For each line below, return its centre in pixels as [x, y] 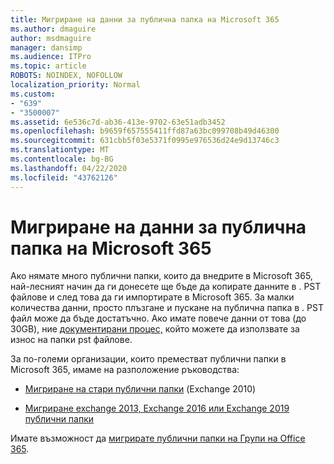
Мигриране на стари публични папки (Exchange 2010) [140, 389]
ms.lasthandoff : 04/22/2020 [69, 168]
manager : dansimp [46, 47]
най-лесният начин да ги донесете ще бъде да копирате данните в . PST [166, 287]
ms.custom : [33, 94]
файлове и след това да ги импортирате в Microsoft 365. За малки [152, 297]
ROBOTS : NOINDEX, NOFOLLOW [66, 76]
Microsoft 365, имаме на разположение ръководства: [125, 370]
